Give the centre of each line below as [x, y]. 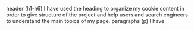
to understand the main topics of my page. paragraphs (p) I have [85, 21]
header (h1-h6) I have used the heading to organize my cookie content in [95, 9]
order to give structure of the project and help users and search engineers [97, 15]
